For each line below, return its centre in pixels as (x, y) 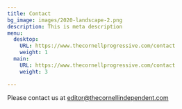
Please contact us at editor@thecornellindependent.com (88, 97)
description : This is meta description (65, 26)
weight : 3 (34, 72)
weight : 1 (34, 53)
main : (22, 59)
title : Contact (29, 14)
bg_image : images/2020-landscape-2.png (65, 20)
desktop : (26, 40)
